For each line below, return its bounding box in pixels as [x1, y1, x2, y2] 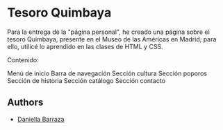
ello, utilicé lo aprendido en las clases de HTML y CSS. [7, 42, 163, 50]
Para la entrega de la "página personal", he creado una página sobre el [7, 28, 210, 36]
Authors [7, 97, 44, 109]
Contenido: [7, 55, 40, 64]
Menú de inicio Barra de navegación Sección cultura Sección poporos [7, 69, 207, 77]
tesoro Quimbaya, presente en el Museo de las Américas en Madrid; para [7, 35, 217, 43]
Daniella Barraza [17, 115, 65, 123]
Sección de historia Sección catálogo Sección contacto [7, 76, 165, 84]
